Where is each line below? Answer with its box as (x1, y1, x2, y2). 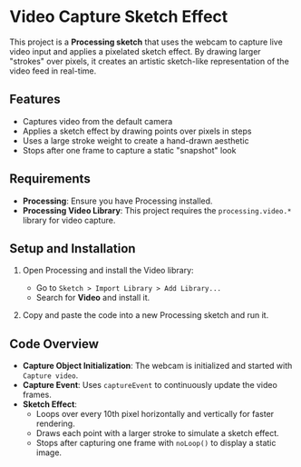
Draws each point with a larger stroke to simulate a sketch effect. (35, 428, 279, 439)
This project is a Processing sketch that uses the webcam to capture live (9, 36, 283, 47)
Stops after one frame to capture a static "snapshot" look (22, 144, 237, 155)
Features (9, 92, 61, 107)
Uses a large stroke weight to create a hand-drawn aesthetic (22, 134, 249, 146)
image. (35, 447, 62, 458)
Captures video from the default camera (22, 115, 173, 126)
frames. (22, 389, 52, 401)
